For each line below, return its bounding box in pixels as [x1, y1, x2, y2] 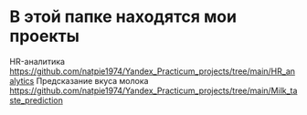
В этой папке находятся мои [9, 6, 238, 27]
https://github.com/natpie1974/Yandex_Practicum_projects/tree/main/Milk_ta [9, 85, 298, 96]
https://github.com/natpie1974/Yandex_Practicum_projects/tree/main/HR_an [9, 66, 295, 77]
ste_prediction [9, 94, 64, 106]
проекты [9, 26, 79, 47]
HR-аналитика [9, 56, 66, 67]
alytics [9, 75, 35, 86]
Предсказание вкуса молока [36, 75, 149, 86]
